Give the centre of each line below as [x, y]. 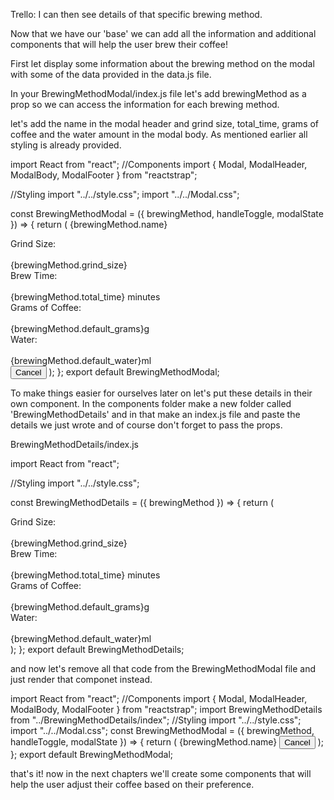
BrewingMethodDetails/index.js [74, 444]
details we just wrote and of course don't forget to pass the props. [146, 425]
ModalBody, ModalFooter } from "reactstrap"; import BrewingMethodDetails [166, 709]
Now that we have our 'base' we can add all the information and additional [163, 33]
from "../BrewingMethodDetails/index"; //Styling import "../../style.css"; [156, 720]
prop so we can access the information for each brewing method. [145, 104]
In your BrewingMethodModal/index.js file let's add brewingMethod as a [158, 93]
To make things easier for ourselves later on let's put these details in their [161, 393]
